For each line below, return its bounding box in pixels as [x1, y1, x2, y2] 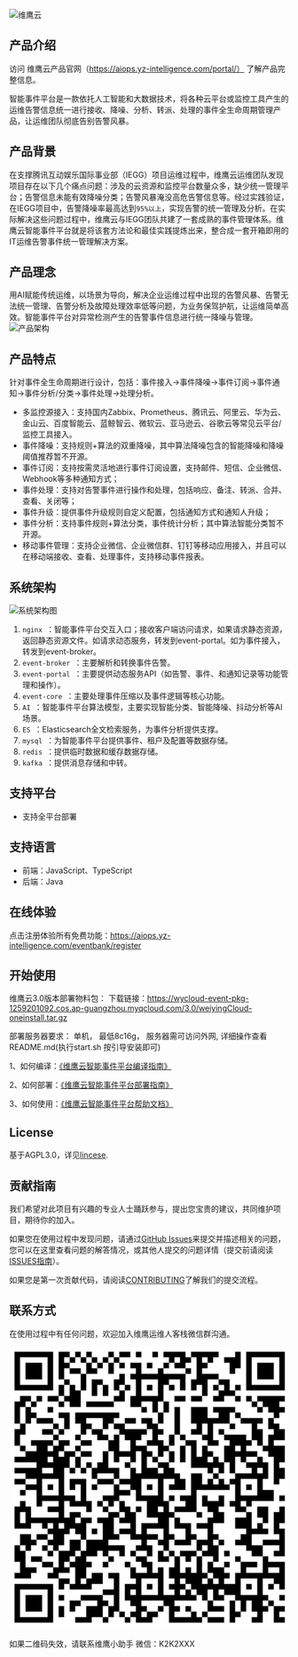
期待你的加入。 [24, 1214, 80, 1225]
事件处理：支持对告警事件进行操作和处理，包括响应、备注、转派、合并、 [21, 484, 286, 495]
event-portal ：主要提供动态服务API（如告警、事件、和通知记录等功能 [21, 668, 281, 679]
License [9, 1125, 54, 1140]
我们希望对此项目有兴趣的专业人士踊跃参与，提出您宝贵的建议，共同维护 [9, 1203, 273, 1213]
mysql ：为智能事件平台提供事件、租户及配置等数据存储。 [21, 735, 233, 746]
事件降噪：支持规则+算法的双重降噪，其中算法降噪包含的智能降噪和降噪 [21, 440, 285, 451]
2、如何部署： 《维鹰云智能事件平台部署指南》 [9, 1080, 174, 1091]
